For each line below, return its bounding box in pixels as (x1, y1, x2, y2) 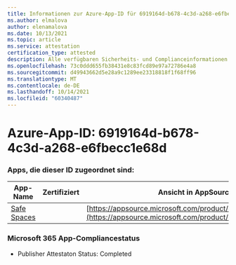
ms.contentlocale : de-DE (7, 82, 80, 89)
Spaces (11, 212, 37, 222)
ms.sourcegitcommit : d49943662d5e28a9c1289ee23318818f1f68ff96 (7, 69, 197, 76)
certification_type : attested (7, 50, 96, 57)
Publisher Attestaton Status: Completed (17, 250, 132, 258)
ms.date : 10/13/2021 (7, 29, 68, 37)
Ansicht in (157, 187, 193, 197)
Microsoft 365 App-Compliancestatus (7, 233, 140, 243)
